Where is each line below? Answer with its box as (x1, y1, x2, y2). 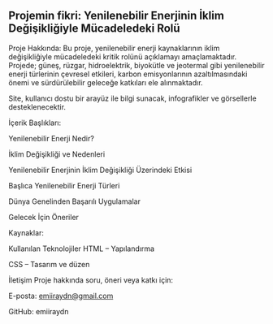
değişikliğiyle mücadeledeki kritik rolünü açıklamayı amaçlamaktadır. (8, 51, 237, 62)
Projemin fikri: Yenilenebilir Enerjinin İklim (8, 9, 225, 23)
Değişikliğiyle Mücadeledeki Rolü (8, 22, 180, 36)
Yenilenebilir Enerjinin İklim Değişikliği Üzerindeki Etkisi (8, 165, 193, 175)
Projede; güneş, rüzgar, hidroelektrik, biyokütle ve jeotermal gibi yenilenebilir (8, 60, 265, 70)
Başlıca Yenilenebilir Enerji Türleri (8, 180, 120, 190)
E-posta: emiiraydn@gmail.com (8, 291, 114, 300)
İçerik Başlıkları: (8, 118, 62, 127)
